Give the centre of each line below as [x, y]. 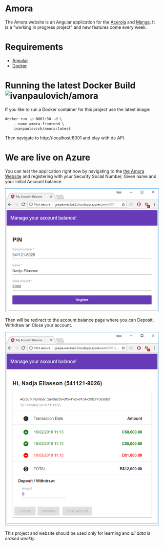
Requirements [34, 47]
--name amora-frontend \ [39, 124]
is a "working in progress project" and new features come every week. [76, 27]
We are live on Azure [48, 157]
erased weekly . [20, 538]
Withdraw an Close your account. [39, 325]
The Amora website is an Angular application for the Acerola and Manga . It [80, 22]
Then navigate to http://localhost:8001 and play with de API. [65, 138]
